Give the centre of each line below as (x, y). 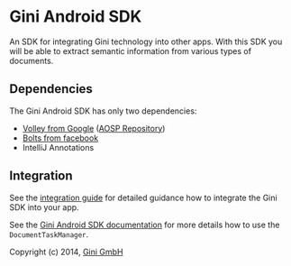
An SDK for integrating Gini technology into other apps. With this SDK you (146, 41)
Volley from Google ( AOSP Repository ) (94, 128)
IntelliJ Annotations (58, 147)
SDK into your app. (44, 207)
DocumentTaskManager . (49, 234)
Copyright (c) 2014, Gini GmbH (66, 252)
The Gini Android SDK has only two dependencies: (103, 111)
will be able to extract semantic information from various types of (131, 50)
